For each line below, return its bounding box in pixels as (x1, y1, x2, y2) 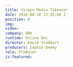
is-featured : (5, 54, 32, 59)
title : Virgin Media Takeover (5, 7, 68, 13)
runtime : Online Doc (5, 36, 48, 41)
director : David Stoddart (5, 40, 59, 45)
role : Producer (5, 49, 37, 54)
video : (5, 26, 19, 31)
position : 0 (5, 17, 30, 22)
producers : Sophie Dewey (5, 45, 57, 50)
